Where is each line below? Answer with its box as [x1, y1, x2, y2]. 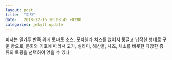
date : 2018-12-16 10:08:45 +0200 [5, 17, 82, 22]
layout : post [5, 7, 33, 13]
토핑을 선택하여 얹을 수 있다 [14, 49, 70, 55]
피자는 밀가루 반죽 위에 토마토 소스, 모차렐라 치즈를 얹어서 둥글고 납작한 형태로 [5, 36, 162, 43]
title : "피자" [5, 12, 36, 17]
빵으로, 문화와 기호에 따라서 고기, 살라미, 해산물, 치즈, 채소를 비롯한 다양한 [10, 43, 158, 49]
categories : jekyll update [5, 22, 63, 27]
